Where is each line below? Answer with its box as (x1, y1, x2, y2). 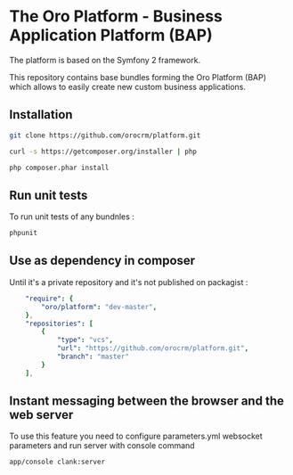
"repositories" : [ (25, 319, 94, 328)
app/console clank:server (9, 457, 105, 467)
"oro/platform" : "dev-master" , (41, 302, 158, 311)
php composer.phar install (9, 163, 110, 172)
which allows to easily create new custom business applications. (9, 81, 247, 92)
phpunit (9, 229, 38, 238)
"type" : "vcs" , (56, 336, 114, 345)
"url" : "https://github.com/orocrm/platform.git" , (56, 344, 249, 353)
